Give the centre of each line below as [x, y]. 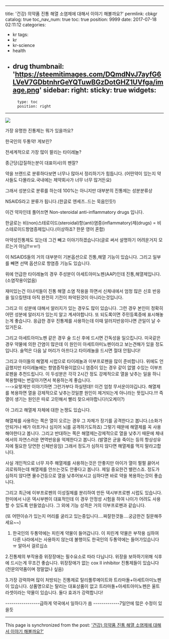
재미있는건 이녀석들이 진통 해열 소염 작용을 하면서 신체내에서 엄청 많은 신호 [78, 291]
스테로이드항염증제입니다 [30, 229]
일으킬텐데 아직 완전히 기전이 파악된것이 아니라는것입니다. [67, 297]
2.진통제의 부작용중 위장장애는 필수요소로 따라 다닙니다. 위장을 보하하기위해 [79, 556]
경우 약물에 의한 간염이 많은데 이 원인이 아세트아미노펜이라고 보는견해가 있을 [80, 344]
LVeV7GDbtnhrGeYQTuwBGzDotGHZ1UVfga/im [88, 82]
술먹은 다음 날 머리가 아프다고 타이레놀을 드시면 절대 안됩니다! [80, 350]
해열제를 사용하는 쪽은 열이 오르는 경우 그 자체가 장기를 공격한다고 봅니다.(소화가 [84, 421]
